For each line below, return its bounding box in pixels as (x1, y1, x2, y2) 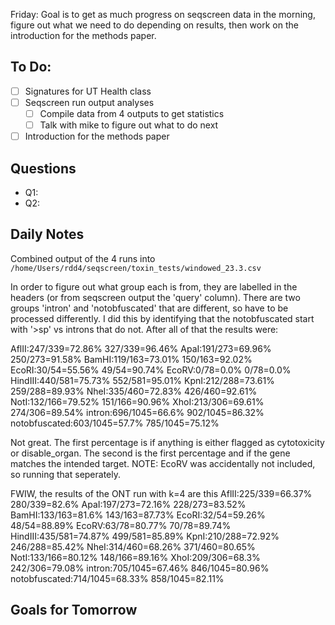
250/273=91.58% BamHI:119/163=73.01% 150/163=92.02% (10, 353, 253, 365)
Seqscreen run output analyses (24, 96, 155, 108)
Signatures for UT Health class (24, 85, 152, 97)
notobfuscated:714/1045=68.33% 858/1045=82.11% (10, 572, 225, 584)
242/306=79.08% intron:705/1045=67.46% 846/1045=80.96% (10, 562, 270, 574)
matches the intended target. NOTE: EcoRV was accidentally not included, (10, 457, 316, 469)
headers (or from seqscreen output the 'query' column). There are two (10, 291, 301, 303)
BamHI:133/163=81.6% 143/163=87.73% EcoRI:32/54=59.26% (10, 509, 266, 521)
